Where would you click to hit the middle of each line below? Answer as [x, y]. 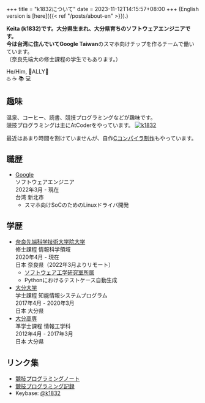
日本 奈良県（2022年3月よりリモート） [65, 265]
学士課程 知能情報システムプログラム [61, 296]
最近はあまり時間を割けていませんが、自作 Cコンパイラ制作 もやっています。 [102, 138]
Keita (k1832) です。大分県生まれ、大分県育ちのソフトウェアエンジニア [96, 29]
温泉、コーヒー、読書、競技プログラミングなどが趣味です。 [81, 117]
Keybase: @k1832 [38, 393]
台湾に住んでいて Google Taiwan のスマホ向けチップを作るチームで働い [106, 44]
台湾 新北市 [29, 197]
